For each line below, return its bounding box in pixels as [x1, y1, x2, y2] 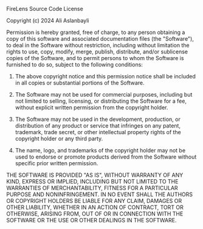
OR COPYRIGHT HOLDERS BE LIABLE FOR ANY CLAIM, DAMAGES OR [6, 197, 182, 204]
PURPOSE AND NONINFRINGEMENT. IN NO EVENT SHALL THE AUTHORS [6, 191, 193, 198]
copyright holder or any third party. [15, 135, 103, 142]
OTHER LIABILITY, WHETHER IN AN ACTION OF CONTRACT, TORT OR [6, 203, 184, 211]
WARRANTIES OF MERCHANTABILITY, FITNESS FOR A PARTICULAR [6, 185, 178, 191]
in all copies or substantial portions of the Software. [15, 79, 145, 86]
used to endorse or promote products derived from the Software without [15, 153, 197, 160]
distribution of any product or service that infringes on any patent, [15, 122, 181, 129]
